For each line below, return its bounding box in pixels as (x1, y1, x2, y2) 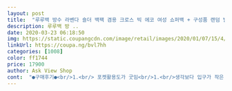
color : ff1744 (7, 55, 48, 62)
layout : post (7, 10, 45, 17)
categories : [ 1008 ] (7, 49, 64, 55)
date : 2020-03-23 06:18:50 (7, 29, 85, 36)
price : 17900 (7, 61, 45, 68)
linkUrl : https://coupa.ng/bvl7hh (7, 42, 107, 49)
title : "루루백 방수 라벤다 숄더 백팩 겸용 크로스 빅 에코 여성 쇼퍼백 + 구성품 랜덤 (7, 16, 220, 23)
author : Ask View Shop (7, 67, 72, 74)
